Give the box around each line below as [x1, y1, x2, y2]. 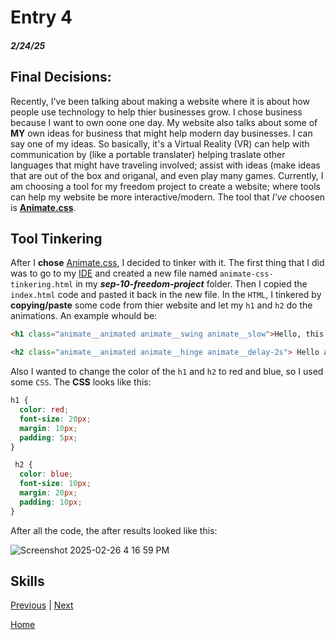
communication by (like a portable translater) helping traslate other [10, 148, 286, 160]
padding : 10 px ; [19, 497, 83, 507]
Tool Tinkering [10, 230, 103, 247]
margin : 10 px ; [19, 423, 78, 433]
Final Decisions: [10, 69, 112, 86]
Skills [10, 573, 45, 590]
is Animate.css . [10, 201, 77, 213]
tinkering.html [10, 280, 74, 290]
